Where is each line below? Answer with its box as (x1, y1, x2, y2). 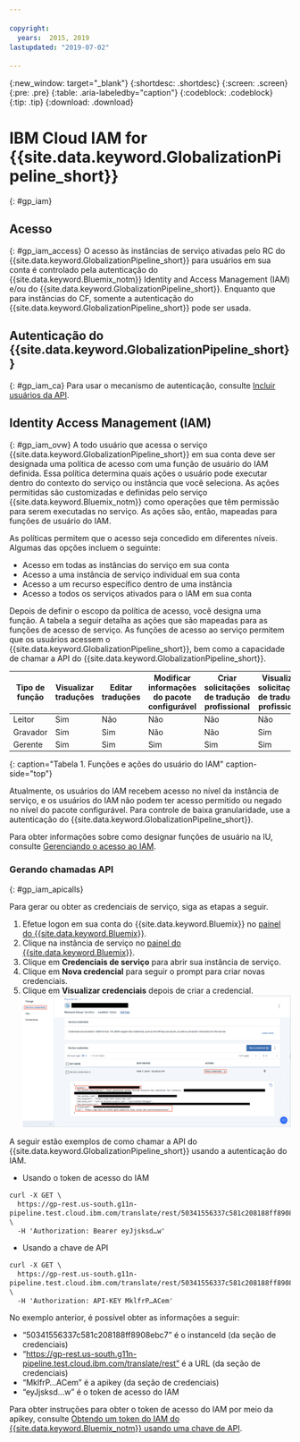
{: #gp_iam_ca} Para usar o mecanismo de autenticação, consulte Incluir (9, 380, 276, 391)
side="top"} (9, 768, 53, 779)
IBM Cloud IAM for (9, 128, 147, 148)
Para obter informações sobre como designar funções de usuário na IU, (9, 832, 273, 843)
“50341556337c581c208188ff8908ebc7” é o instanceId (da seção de (21, 1329, 277, 1340)
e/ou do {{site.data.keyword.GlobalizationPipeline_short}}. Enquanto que (9, 283, 276, 294)
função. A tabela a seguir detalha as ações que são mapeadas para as (9, 615, 268, 625)
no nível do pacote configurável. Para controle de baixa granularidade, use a (9, 805, 291, 816)
